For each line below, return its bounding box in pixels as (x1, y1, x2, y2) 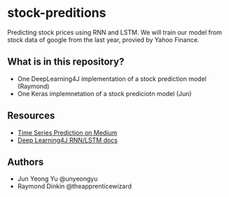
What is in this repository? (7, 56, 125, 68)
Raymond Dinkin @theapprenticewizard (17, 182, 132, 191)
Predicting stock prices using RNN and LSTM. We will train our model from (7, 28, 223, 36)
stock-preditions (7, 5, 106, 21)
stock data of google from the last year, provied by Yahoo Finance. (7, 35, 200, 43)
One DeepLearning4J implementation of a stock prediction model (17, 74, 207, 83)
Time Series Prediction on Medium (17, 128, 118, 137)
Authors (7, 156, 44, 168)
